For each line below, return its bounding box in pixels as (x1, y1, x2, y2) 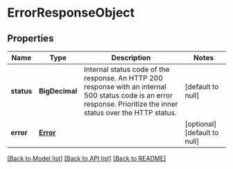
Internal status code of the (84, 64, 170, 74)
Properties (7, 33, 54, 44)
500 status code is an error (84, 91, 173, 100)
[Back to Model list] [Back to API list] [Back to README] (7, 154, 166, 162)
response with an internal (84, 82, 166, 91)
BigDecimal (38, 87, 78, 96)
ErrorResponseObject (7, 5, 135, 21)
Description (111, 53, 151, 62)
